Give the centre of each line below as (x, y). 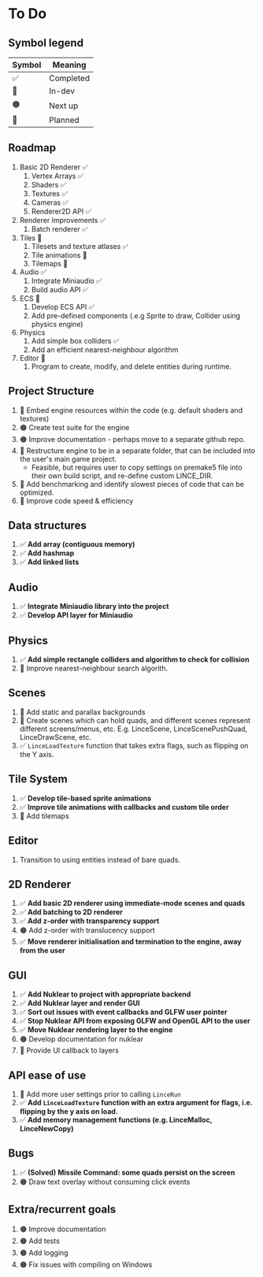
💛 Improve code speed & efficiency (76, 500)
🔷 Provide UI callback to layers (69, 1051)
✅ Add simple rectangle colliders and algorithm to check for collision (134, 659)
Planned (64, 120)
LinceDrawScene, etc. (56, 737)
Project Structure (51, 391)
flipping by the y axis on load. (69, 1111)
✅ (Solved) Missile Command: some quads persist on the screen (127, 1172)
